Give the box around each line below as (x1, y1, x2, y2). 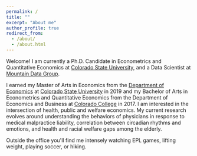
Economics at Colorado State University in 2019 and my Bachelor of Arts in (6, 88, 188, 95)
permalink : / (6, 8, 38, 15)
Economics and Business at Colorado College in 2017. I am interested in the (6, 100, 189, 107)
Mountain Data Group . (6, 70, 60, 77)
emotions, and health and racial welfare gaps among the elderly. (6, 125, 162, 132)
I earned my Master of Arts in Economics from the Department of (6, 81, 164, 88)
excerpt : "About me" (6, 19, 57, 25)
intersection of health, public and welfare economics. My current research (6, 107, 187, 114)
